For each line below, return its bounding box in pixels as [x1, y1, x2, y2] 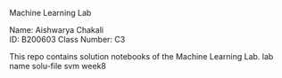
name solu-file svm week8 [9, 61, 107, 71]
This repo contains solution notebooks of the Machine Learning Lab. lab [9, 51, 274, 61]
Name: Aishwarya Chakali [9, 25, 104, 35]
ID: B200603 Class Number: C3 [9, 35, 126, 44]
